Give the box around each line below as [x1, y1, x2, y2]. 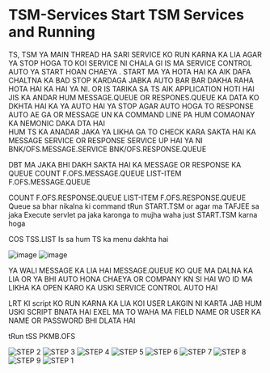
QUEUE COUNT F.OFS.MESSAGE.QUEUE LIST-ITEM [8, 168, 182, 178]
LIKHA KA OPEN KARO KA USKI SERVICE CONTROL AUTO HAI [8, 282, 218, 292]
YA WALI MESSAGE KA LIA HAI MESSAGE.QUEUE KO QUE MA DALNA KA [8, 265, 253, 275]
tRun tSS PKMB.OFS [8, 331, 76, 341]
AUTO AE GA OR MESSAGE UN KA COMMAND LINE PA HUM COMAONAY [8, 109, 255, 119]
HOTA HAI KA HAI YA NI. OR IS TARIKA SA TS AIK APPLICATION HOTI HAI [8, 83, 255, 94]
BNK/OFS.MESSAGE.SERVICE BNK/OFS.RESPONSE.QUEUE [8, 144, 207, 154]
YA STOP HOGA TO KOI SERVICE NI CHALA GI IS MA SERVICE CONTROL [8, 58, 253, 68]
